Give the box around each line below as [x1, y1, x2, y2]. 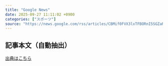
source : [5, 21, 21, 26]
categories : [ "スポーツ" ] [5, 16, 56, 21]
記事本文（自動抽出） [5, 41, 71, 49]
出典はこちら [5, 55, 31, 61]
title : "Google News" [5, 7, 50, 12]
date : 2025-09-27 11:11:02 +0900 [5, 12, 75, 17]
